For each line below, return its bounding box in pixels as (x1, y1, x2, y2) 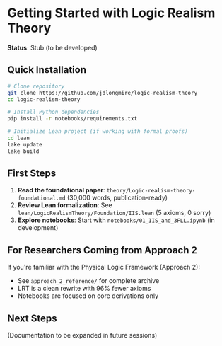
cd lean (7, 134, 30, 142)
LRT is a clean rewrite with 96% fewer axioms (17, 284, 151, 293)
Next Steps (7, 312, 57, 324)
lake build (7, 147, 40, 155)
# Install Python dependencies (7, 108, 100, 116)
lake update (7, 141, 42, 148)
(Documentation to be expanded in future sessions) (7, 331, 158, 340)
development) (17, 224, 59, 232)
